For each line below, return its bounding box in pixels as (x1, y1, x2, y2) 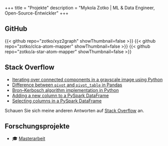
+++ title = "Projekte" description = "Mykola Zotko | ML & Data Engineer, (5, 5, 155, 11)
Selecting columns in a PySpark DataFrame (12, 98, 102, 104)
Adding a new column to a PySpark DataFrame (12, 92, 109, 98)
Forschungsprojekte (5, 122, 70, 130)
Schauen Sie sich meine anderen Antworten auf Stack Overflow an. (5, 107, 144, 113)
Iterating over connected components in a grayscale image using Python (12, 76, 163, 82)
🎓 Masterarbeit (12, 135, 46, 141)
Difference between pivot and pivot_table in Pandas (12, 82, 123, 88)
